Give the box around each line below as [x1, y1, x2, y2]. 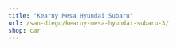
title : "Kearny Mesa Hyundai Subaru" [8, 11, 134, 20]
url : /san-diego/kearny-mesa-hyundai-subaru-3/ [8, 19, 170, 27]
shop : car [8, 26, 41, 34]
